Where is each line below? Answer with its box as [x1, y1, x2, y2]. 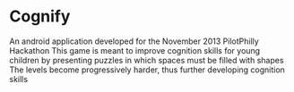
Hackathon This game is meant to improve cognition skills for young [9, 45, 261, 55]
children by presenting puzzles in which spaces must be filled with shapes [9, 54, 284, 65]
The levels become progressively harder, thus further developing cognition [9, 64, 285, 75]
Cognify [9, 6, 71, 27]
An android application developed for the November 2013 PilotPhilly [9, 36, 260, 46]
